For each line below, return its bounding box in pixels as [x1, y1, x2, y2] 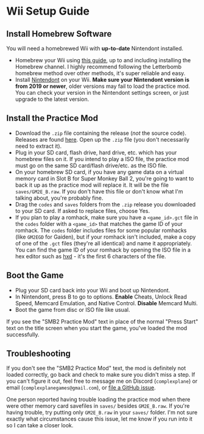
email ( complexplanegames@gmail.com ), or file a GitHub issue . [6, 384, 157, 391]
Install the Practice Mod [6, 113, 99, 123]
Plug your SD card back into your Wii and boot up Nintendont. [15, 286, 171, 294]
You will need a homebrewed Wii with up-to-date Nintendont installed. [6, 45, 184, 52]
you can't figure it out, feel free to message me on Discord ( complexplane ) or [6, 377, 198, 385]
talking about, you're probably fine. [15, 194, 104, 201]
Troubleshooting [6, 349, 71, 359]
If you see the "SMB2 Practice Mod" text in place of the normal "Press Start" [6, 317, 199, 325]
